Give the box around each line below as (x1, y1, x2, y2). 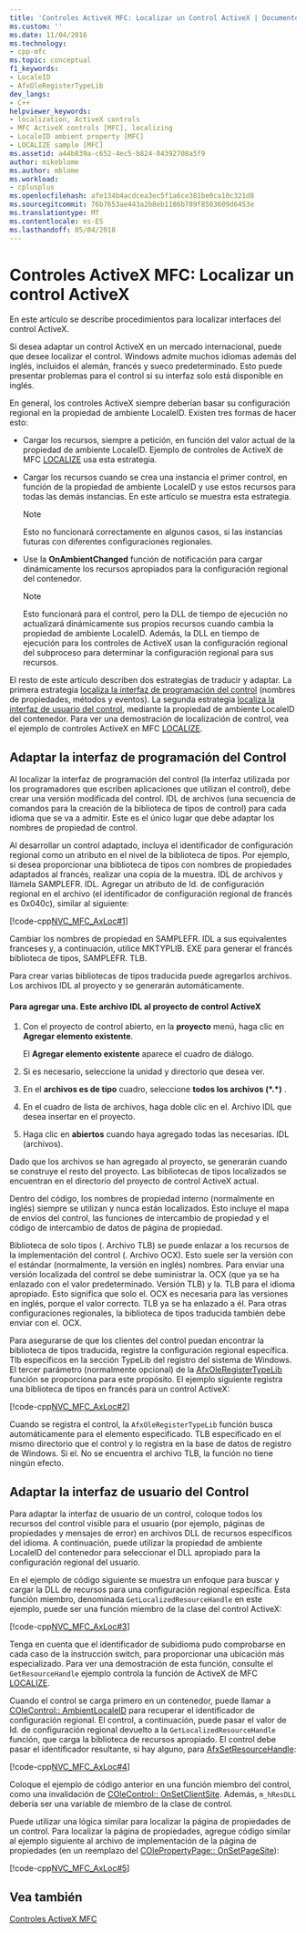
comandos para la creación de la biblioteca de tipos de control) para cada (9, 803, 287, 814)
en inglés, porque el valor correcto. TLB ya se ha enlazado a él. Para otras (9, 1298, 287, 1309)
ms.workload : (9, 174, 59, 183)
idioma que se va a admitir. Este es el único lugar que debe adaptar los (9, 812, 275, 823)
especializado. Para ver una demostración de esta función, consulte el (9, 1659, 273, 1669)
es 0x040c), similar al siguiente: (9, 898, 129, 909)
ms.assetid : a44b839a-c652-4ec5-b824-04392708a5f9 (9, 149, 206, 158)
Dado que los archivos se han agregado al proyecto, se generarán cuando (9, 1156, 288, 1167)
